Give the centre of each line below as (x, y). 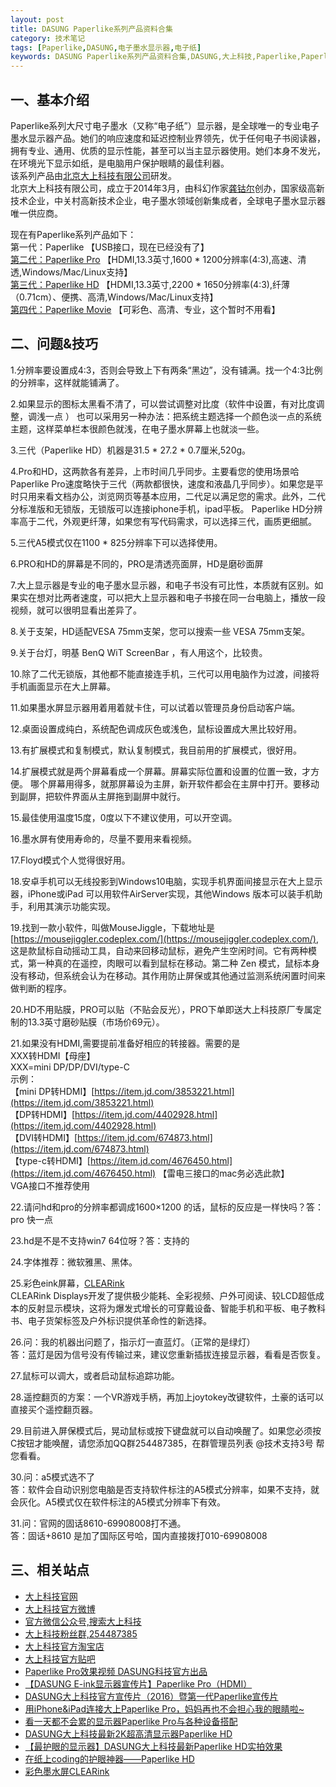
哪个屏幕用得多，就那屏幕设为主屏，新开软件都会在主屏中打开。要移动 (174, 783)
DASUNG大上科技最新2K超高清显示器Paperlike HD (128, 1733)
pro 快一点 (31, 1219)
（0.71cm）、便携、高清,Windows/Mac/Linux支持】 (114, 297)
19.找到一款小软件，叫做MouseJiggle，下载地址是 (113, 927)
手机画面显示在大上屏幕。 (63, 686)
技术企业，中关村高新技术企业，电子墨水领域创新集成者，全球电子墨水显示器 (168, 200)
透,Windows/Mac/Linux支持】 (71, 272)
